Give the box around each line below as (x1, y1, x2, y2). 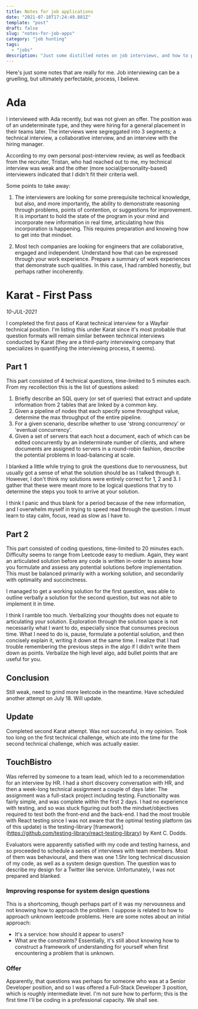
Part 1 (6, 362, 28, 372)
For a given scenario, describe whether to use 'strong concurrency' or (14, 420, 186, 427)
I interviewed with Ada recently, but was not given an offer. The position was (6, 115, 192, 122)
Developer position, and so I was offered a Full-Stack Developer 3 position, (6, 984, 188, 991)
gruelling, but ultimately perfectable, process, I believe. (6, 75, 140, 82)
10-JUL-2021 (6, 308, 37, 315)
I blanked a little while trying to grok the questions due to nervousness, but (6, 463, 187, 470)
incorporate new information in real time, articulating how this (14, 219, 164, 226)
